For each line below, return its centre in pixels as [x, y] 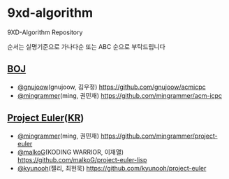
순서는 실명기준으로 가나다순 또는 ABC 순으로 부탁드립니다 [86, 46]
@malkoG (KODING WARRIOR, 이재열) [71, 152]
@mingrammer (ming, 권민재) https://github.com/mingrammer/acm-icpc [119, 95]
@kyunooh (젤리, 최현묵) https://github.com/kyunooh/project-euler [112, 168]
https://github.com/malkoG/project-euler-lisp [82, 159]
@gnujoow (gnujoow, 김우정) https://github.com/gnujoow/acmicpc [111, 87]
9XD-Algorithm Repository [45, 32]
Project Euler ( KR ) [46, 118]
